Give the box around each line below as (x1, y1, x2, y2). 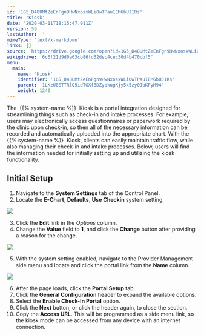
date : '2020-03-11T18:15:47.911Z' (7, 20, 94, 26)
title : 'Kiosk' (7, 15, 45, 21)
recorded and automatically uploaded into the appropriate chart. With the (7, 130, 189, 137)
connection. (15, 323, 46, 330)
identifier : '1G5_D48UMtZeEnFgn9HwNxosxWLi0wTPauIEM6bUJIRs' (18, 76, 175, 82)
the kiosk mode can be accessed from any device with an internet (15, 316, 180, 324)
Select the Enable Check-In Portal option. (15, 297, 120, 305)
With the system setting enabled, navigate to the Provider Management (15, 255, 193, 262)
